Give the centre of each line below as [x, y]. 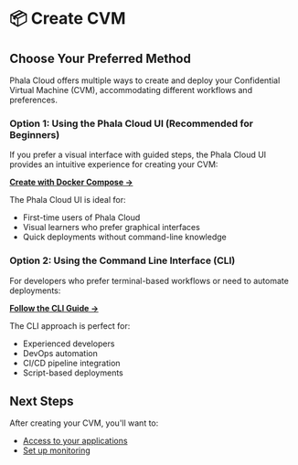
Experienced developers [69, 343]
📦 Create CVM [68, 19]
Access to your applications [75, 441]
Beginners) [35, 134]
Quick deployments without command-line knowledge [124, 237]
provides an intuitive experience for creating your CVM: [114, 164]
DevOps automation [60, 353]
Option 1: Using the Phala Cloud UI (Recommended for [132, 123]
